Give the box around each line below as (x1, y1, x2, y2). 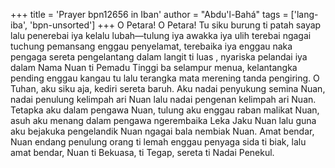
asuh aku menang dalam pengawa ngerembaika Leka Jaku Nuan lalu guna (10, 115, 317, 126)
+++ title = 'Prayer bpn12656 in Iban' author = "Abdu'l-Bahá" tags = (10, 9, 289, 20)
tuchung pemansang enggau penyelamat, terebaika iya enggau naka (10, 40, 293, 52)
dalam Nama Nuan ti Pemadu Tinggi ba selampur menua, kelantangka (10, 62, 298, 73)
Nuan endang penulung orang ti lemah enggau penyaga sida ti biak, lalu (10, 136, 307, 148)
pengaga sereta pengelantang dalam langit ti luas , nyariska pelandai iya (10, 51, 308, 63)
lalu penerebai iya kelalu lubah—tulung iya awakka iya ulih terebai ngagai (10, 30, 312, 41)
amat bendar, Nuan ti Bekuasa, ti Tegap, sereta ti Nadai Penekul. (10, 147, 275, 158)
